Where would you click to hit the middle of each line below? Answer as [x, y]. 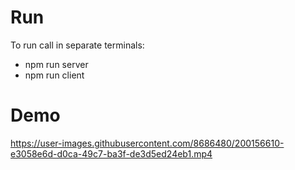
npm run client [54, 75]
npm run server [56, 64]
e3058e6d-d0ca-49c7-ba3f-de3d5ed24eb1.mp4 [111, 153]
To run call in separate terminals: [77, 45]
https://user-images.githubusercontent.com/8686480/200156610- [147, 143]
